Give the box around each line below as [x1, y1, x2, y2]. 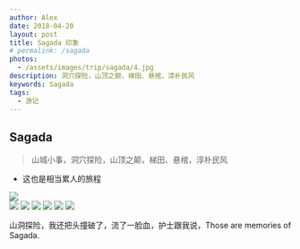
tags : [9, 88, 30, 97]
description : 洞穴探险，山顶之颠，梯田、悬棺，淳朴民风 [9, 72, 195, 81]
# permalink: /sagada [9, 47, 90, 56]
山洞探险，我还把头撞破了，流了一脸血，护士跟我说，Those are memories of [9, 220, 292, 231]
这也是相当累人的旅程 [21, 174, 101, 185]
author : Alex [9, 13, 58, 22]
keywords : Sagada [9, 80, 74, 89]
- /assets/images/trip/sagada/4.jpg [17, 64, 154, 73]
